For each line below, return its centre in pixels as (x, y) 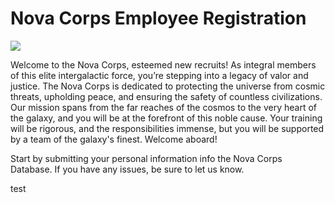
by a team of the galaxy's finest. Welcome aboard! (114, 139)
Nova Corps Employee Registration (158, 18)
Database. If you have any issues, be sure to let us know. (127, 169)
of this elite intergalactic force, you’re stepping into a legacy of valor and (159, 75)
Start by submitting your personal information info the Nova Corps (146, 158)
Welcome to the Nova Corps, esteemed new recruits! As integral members (163, 64)
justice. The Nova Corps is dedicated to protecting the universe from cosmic (168, 86)
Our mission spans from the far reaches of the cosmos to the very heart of (163, 107)
